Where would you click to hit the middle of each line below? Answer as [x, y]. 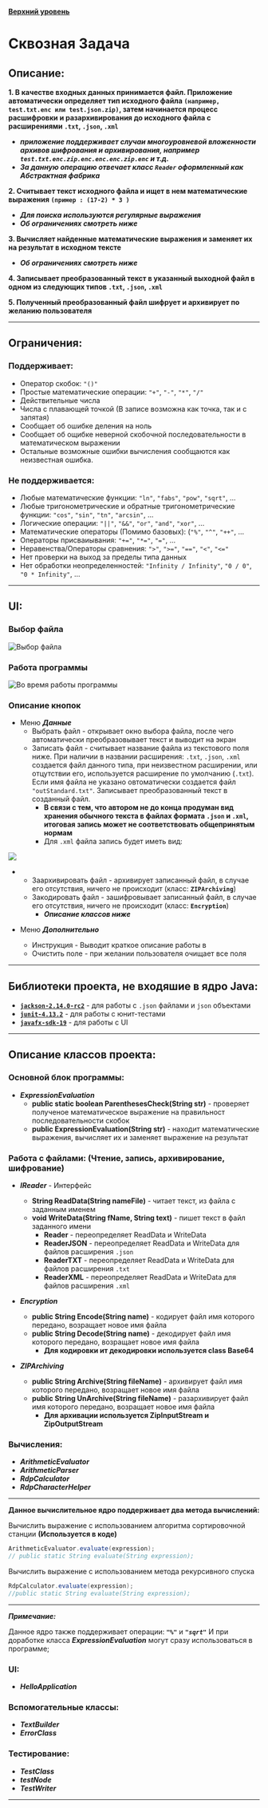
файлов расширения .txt [87, 1269]
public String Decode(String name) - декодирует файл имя [131, 1334]
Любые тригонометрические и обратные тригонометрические [127, 506]
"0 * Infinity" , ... [50, 574]
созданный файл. [61, 799]
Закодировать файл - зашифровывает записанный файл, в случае [144, 898]
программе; [29, 1648]
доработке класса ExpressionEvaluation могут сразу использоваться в [130, 1640]
